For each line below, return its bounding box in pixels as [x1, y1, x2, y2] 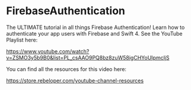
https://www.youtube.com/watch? [6, 47, 90, 54]
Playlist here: [6, 36, 38, 43]
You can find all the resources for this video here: [6, 65, 126, 72]
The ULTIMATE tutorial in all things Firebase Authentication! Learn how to [6, 24, 185, 31]
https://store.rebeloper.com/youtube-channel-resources [6, 77, 144, 84]
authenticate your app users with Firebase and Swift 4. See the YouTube [6, 30, 183, 37]
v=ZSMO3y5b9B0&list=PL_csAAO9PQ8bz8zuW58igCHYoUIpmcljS [6, 54, 170, 61]
